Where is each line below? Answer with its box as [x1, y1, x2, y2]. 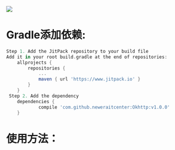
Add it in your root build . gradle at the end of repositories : [6, 54, 168, 60]
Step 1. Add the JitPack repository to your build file [6, 48, 149, 54]
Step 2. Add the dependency [8, 93, 79, 99]
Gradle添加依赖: [6, 28, 86, 42]
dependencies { [17, 98, 55, 104]
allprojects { [17, 59, 52, 65]
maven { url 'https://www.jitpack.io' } [38, 76, 141, 82]
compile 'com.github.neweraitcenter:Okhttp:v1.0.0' [38, 104, 170, 110]
